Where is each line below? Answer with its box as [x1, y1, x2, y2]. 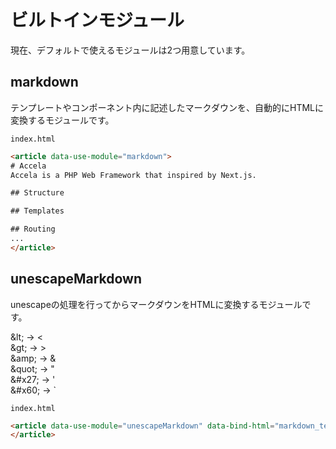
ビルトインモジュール [10, 9, 185, 32]
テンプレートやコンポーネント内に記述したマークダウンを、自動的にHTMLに [10, 101, 325, 113]
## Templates [10, 206, 65, 216]
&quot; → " [10, 362, 55, 375]
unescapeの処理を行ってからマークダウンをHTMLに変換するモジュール [10, 298, 303, 310]
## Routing [10, 224, 56, 235]
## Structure [10, 188, 65, 198]
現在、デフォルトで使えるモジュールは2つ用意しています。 [10, 44, 251, 56]
